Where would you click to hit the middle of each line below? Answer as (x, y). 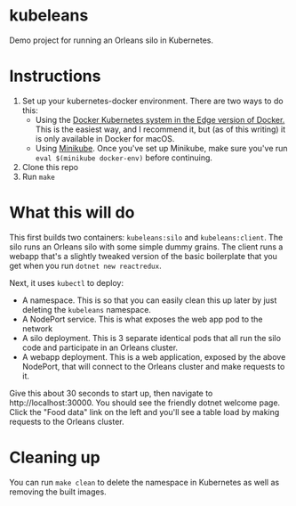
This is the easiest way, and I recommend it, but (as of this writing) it (160, 129)
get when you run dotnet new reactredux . (85, 265)
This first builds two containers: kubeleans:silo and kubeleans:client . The (146, 237)
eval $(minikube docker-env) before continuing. (124, 158)
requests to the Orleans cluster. (67, 421)
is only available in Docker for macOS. (105, 138)
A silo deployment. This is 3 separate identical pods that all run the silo (152, 338)
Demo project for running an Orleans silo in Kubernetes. (112, 40)
